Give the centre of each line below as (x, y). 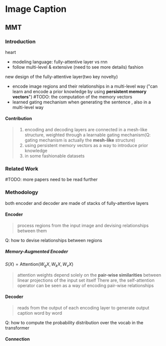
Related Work (22, 169)
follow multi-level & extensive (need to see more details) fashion (78, 67)
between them (32, 231)
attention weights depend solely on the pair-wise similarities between (89, 275)
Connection (18, 339)
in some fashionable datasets (55, 156)
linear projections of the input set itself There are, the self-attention (86, 280)
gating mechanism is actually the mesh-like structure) (80, 140)
